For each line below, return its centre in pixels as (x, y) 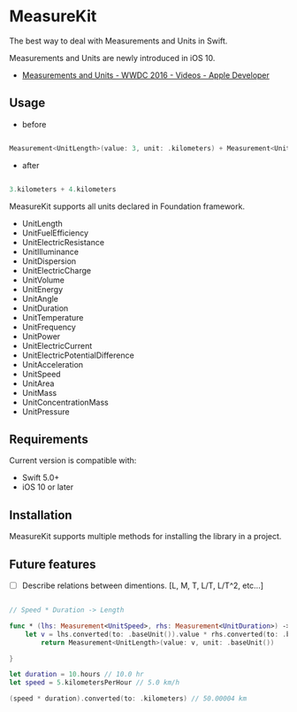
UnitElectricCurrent (57, 345)
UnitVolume (43, 280)
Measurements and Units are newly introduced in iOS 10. (112, 58)
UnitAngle (40, 298)
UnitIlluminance (50, 252)
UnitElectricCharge (56, 270)
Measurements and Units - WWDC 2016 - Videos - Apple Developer (145, 75)
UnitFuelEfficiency (55, 233)
